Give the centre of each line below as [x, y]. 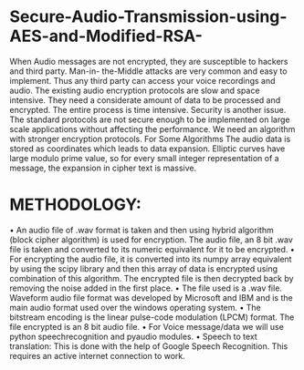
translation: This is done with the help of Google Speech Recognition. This [149, 346]
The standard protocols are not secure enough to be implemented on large [150, 119]
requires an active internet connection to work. [97, 355]
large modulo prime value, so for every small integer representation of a [145, 158]
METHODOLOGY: [75, 205]
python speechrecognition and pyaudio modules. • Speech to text [133, 336]
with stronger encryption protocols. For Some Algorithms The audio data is [150, 139]
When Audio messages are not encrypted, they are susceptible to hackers [149, 61]
